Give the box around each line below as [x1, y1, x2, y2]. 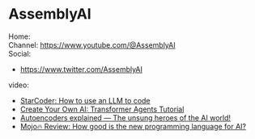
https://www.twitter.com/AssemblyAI [19, 64, 143, 74]
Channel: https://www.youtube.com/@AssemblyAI [8, 40, 176, 49]
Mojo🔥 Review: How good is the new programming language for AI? [19, 121, 247, 131]
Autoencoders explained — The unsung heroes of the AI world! [19, 112, 232, 122]
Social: [8, 48, 32, 58]
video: [8, 80, 30, 90]
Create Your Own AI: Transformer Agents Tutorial [19, 104, 185, 114]
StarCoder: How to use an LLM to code [19, 95, 151, 105]
